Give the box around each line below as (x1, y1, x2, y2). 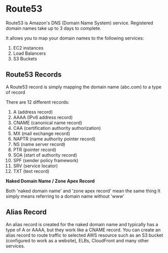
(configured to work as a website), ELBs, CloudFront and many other (6, 237, 149, 243)
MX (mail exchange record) (13, 130, 71, 136)
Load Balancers (13, 50, 46, 56)
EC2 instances (13, 45, 44, 51)
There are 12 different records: (6, 99, 70, 105)
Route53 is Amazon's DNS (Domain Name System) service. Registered (6, 20, 154, 26)
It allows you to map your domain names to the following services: (6, 35, 144, 41)
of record (6, 89, 25, 95)
